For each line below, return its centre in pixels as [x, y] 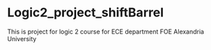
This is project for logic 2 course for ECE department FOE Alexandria [105, 32]
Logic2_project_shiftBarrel [85, 13]
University [22, 38]
